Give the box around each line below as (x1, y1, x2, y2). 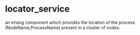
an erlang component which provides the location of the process (5, 19, 135, 25)
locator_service (5, 3, 70, 15)
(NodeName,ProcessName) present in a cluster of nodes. (5, 24, 120, 30)
